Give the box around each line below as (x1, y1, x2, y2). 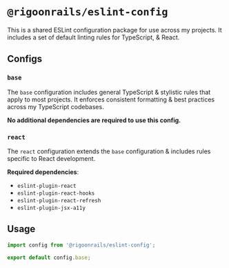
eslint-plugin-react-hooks (17, 189, 95, 197)
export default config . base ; (7, 254, 91, 261)
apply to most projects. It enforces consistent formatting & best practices (7, 95, 215, 104)
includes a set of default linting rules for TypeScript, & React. (7, 33, 180, 41)
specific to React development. (7, 154, 96, 162)
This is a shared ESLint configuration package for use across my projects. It (7, 26, 222, 34)
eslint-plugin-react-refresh (17, 197, 101, 204)
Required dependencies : (7, 168, 79, 176)
